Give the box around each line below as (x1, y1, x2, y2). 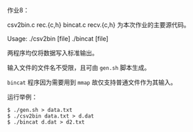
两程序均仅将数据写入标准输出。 (7, 49, 98, 57)
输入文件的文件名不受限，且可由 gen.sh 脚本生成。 (7, 64, 151, 71)
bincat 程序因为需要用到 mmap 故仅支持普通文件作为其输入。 (7, 78, 177, 86)
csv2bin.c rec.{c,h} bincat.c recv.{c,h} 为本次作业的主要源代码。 (7, 21, 190, 29)
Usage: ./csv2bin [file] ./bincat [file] (7, 35, 109, 43)
